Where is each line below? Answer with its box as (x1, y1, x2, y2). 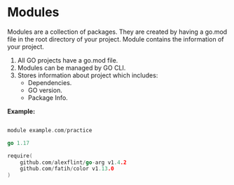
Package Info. (27, 93, 68, 102)
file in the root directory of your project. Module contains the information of (7, 34, 224, 43)
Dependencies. (27, 78, 72, 87)
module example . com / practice (7, 127, 92, 134)
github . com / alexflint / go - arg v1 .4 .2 (20, 159, 128, 166)
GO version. (27, 86, 63, 94)
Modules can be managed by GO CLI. (17, 63, 126, 72)
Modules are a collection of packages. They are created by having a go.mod (7, 27, 228, 36)
